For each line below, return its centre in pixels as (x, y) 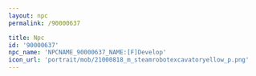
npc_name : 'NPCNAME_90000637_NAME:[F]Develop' (87, 53)
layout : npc (28, 16)
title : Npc (26, 38)
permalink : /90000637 (45, 23)
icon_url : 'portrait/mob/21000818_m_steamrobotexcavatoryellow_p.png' (129, 60)
